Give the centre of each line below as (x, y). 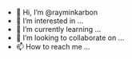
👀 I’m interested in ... (50, 21)
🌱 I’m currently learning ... (58, 29)
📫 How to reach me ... (53, 47)
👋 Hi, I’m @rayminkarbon (57, 12)
